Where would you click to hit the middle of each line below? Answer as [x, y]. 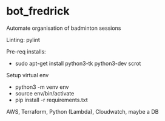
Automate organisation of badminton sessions [64, 28]
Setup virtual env [28, 75]
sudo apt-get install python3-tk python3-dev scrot [78, 63]
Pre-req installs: [26, 51]
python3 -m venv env [42, 87]
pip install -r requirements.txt [51, 100]
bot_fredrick [38, 11]
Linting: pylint [23, 40]
